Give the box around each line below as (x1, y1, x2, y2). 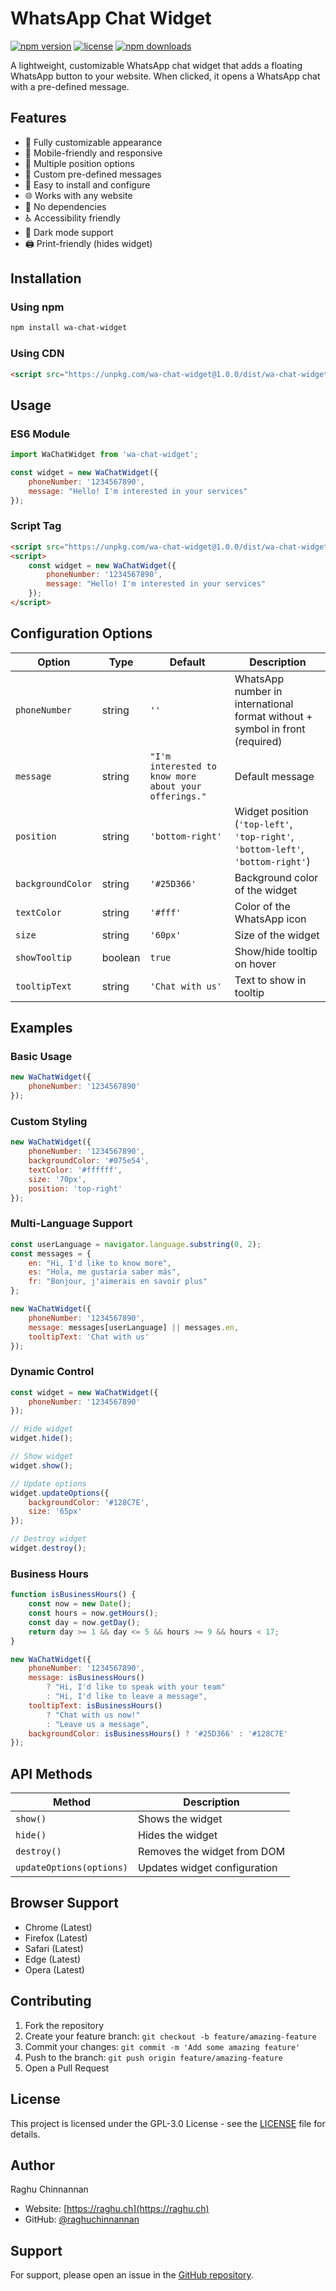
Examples (10, 1020, 73, 1037)
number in (234, 684, 283, 698)
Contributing (10, 1993, 92, 2010)
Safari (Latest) (24, 1942, 84, 1954)
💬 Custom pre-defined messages (24, 168, 162, 180)
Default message (234, 769, 315, 783)
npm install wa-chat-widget (10, 323, 128, 333)
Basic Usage (10, 1050, 73, 1064)
